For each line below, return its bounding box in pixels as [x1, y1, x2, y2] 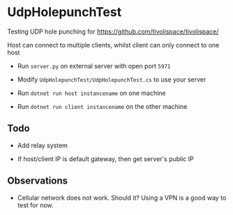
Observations [7, 175, 68, 187]
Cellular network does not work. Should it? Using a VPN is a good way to [17, 193, 227, 202]
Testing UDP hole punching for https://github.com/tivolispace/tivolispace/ [7, 27, 219, 36]
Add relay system [17, 141, 68, 149]
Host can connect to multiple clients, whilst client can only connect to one [7, 40, 220, 49]
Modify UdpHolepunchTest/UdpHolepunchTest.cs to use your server [17, 75, 206, 84]
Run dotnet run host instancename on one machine [17, 89, 166, 97]
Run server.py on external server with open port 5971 [17, 61, 171, 70]
